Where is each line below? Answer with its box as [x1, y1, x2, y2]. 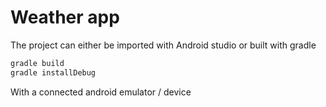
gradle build [10, 58, 65, 68]
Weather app [10, 6, 120, 29]
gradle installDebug [10, 67, 97, 78]
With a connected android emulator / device [10, 86, 192, 98]
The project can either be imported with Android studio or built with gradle [10, 39, 317, 51]
